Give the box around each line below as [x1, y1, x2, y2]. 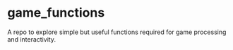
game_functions [7, 5, 105, 21]
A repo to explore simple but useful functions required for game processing [7, 28, 227, 36]
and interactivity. [7, 35, 56, 43]
